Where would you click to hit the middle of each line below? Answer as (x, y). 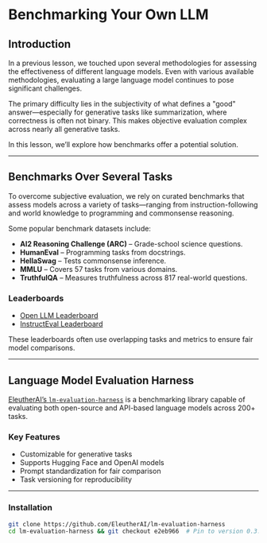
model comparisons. (42, 348)
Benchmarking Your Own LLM (108, 15)
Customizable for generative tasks (76, 454)
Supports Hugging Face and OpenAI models (92, 463)
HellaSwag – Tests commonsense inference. (93, 261)
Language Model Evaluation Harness (101, 380)
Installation (31, 508)
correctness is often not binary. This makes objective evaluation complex (128, 120)
